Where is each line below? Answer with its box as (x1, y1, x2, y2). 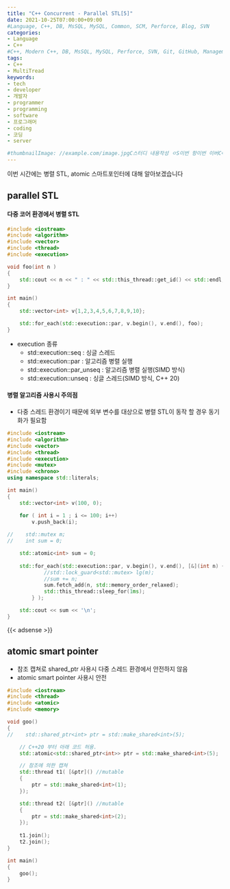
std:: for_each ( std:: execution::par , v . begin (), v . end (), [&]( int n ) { (19, 562, 225, 569)
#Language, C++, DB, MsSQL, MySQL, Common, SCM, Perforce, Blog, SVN (7, 23, 210, 29)
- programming (7, 106, 48, 112)
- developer (7, 86, 41, 93)
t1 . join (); (19, 832, 51, 839)
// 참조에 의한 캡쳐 (19, 762, 68, 769)
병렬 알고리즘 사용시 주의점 (7, 391, 78, 399)
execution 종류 (16, 340, 58, 348)
